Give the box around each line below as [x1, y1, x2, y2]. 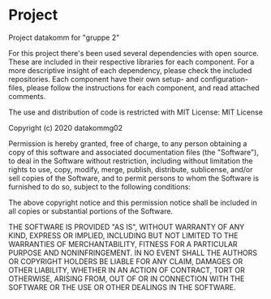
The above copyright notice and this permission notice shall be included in [8, 197, 257, 207]
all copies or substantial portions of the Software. [8, 206, 173, 216]
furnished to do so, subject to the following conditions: [8, 181, 191, 192]
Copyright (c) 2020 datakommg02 [8, 123, 123, 132]
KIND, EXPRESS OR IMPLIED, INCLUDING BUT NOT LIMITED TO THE [8, 230, 239, 240]
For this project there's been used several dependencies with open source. [8, 48, 260, 58]
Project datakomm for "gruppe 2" [8, 32, 120, 42]
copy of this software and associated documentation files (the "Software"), [8, 147, 260, 157]
